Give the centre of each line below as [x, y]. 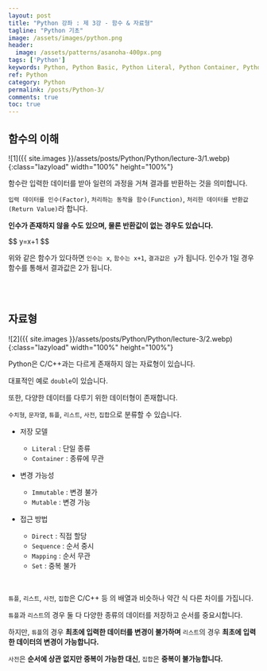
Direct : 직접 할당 [59, 536]
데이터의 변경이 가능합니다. [58, 642]
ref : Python [28, 75]
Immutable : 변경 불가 [64, 492]
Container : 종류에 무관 [68, 458]
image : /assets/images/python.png [66, 38]
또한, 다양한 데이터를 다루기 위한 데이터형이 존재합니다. [93, 397]
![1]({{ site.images [37, 158]
